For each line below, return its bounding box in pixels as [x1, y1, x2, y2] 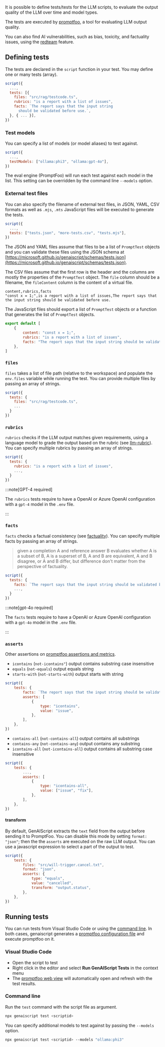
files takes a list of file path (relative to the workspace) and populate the [5, 370, 153, 376]
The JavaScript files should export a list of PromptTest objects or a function [5, 306, 157, 312]
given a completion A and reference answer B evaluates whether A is [17, 547, 157, 553]
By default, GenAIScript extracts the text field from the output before [5, 828, 145, 834]
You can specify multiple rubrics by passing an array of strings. [5, 445, 134, 451]
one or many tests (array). [5, 71, 58, 77]
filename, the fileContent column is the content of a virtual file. [5, 280, 134, 286]
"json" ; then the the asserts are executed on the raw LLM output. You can [5, 838, 156, 844]
